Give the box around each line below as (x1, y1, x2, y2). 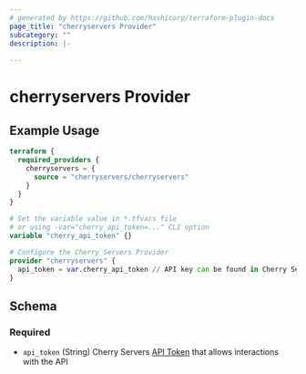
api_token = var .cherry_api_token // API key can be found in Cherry (17, 265, 287, 274)
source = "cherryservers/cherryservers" (33, 172, 189, 182)
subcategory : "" (9, 30, 71, 39)
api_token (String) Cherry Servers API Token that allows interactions (22, 347, 280, 358)
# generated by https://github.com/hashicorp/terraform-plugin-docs (9, 13, 275, 23)
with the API (22, 357, 68, 368)
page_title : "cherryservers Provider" (9, 22, 157, 31)
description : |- (9, 38, 71, 48)
